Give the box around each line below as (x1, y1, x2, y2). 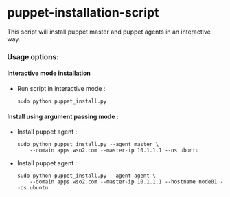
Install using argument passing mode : (7, 112, 119, 121)
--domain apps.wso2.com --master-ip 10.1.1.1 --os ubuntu (30, 147, 199, 154)
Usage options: (7, 52, 60, 61)
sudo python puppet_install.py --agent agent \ (16, 172, 156, 180)
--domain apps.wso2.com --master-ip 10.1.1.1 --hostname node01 (30, 178, 218, 185)
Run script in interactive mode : (16, 85, 106, 93)
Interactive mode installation (7, 69, 91, 77)
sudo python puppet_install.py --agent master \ (16, 141, 159, 148)
